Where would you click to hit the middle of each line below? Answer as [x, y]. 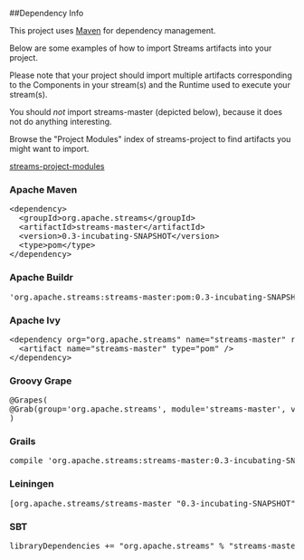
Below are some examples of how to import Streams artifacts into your [141, 48]
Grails [23, 441]
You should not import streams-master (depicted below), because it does [146, 112]
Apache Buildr [42, 278]
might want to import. [49, 149]
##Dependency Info [47, 13]
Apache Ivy [35, 320]
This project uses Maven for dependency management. [113, 30]
